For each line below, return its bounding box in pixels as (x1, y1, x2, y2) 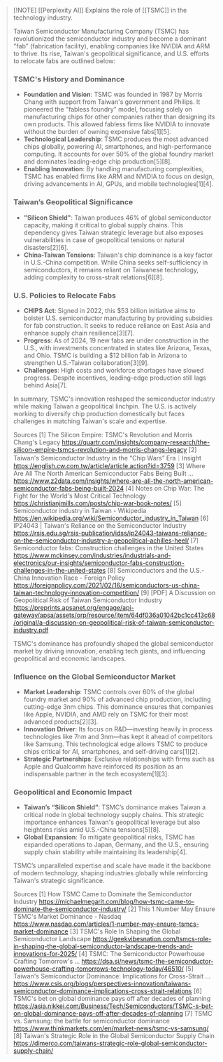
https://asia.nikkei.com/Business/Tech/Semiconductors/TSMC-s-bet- (13, 1002, 214, 1010)
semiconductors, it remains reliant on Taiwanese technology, (23, 265, 199, 274)
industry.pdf (13, 625, 49, 634)
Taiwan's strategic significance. (13, 877, 105, 885)
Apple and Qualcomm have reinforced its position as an (23, 762, 183, 771)
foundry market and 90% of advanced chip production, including (23, 695, 211, 704)
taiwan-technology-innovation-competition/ (13, 588, 140, 597)
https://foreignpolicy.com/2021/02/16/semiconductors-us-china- (13, 580, 200, 589)
